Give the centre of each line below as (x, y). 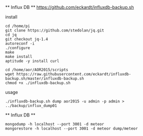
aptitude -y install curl (32, 61)
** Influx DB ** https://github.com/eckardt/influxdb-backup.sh (69, 7)
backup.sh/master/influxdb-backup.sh (45, 78)
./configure (18, 48)
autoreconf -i (20, 43)
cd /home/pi (18, 26)
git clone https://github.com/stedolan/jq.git (55, 30)
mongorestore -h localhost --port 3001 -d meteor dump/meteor (71, 128)
